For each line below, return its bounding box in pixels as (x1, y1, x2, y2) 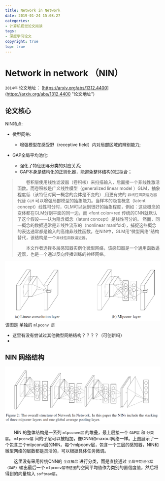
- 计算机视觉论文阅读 (5, 24, 43, 29)
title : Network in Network (5, 8, 61, 13)
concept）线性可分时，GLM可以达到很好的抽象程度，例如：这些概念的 (17, 204, 160, 210)
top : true (5, 44, 26, 49)
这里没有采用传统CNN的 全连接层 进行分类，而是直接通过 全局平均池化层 (13, 458, 154, 464)
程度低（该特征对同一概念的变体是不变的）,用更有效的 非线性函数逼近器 (17, 191, 157, 197)
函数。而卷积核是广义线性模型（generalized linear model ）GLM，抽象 (17, 185, 161, 191)
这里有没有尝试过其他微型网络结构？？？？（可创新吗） (12, 332, 125, 338)
